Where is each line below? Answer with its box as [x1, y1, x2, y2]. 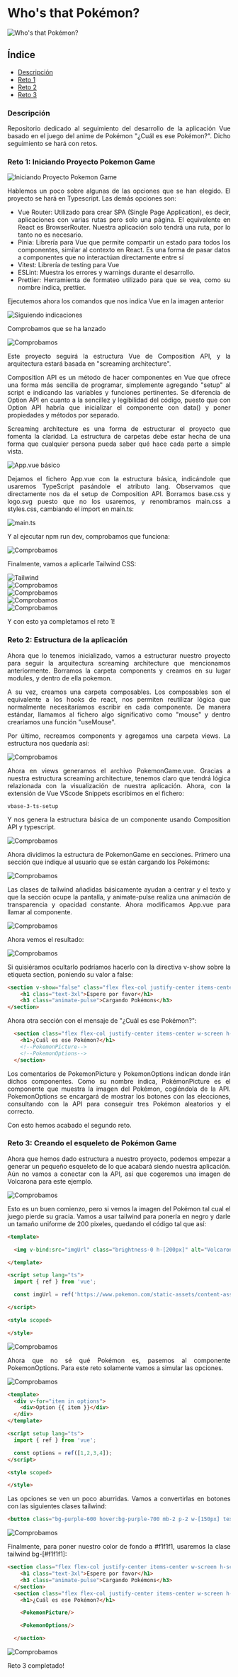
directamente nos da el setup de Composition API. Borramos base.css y [7, 490, 231, 498]
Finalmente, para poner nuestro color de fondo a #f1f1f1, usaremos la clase [7, 1542, 231, 1551]
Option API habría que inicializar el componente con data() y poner [7, 403, 231, 412]
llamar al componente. [7, 907, 73, 916]
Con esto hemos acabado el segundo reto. [7, 1121, 132, 1129]
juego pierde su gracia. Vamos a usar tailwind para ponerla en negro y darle [7, 1212, 231, 1221]
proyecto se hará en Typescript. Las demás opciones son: [7, 194, 177, 203]
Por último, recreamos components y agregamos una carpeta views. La [7, 731, 231, 740]
